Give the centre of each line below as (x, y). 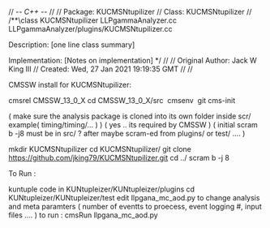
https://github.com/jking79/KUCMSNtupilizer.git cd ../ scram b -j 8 (119, 158)
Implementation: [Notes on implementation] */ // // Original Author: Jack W (133, 60)
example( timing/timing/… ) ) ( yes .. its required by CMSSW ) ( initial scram (133, 125)
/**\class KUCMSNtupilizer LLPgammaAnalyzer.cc (92, 20)
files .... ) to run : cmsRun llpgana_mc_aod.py (83, 215)
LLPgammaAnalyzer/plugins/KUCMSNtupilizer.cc (90, 29)
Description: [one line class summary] (72, 45)
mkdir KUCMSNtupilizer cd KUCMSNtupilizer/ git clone (100, 149)
